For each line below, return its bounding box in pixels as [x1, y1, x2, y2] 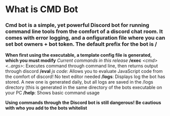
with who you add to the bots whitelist [5, 105, 87, 111]
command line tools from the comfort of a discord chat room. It [5, 28, 163, 35]
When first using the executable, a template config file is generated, [5, 52, 152, 58]
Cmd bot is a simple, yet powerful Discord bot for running [5, 22, 150, 29]
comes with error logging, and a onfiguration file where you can [5, 34, 165, 42]
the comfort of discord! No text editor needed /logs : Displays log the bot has [5, 73, 165, 80]
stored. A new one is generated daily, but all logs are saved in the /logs [5, 79, 153, 85]
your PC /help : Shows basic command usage [5, 90, 100, 96]
